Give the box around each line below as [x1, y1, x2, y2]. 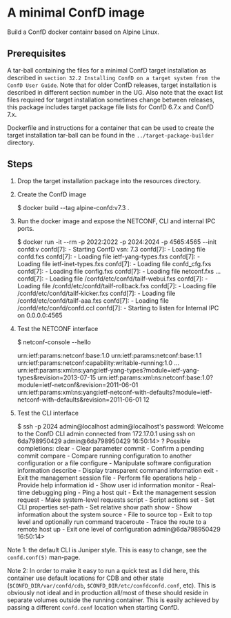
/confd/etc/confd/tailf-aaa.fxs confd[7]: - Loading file [17, 296, 169, 305]
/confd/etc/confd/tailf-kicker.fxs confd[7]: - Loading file [17, 289, 176, 297]
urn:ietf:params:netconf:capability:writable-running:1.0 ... [17, 358, 180, 367]
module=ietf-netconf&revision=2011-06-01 [17, 380, 139, 388]
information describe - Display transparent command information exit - [17, 466, 219, 474]
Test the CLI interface [17, 409, 79, 417]
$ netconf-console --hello [17, 337, 91, 346]
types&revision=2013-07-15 [17, 373, 97, 382]
